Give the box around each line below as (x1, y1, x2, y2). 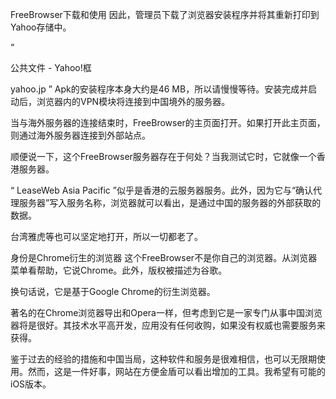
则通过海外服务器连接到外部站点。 (10, 129, 151, 141)
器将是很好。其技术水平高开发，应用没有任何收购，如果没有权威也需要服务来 (10, 319, 326, 331)
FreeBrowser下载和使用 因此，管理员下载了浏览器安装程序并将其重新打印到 (10, 9, 320, 20)
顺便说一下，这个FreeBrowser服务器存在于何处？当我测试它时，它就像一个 (10, 151, 317, 162)
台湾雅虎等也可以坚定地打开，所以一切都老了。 (10, 231, 203, 242)
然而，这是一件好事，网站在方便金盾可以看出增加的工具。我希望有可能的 (27, 366, 326, 377)
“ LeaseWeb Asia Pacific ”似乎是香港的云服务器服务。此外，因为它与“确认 (10, 184, 314, 196)
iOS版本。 (10, 378, 52, 390)
